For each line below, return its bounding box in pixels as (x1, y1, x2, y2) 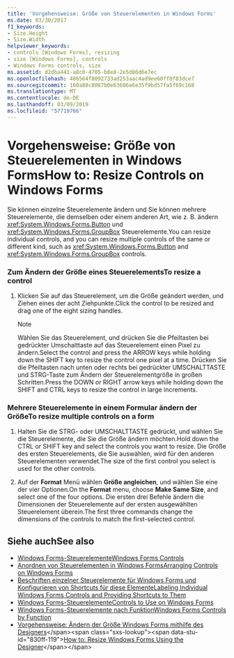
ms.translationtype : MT (7, 88, 77, 95)
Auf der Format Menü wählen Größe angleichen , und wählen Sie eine (17, 478, 218, 486)
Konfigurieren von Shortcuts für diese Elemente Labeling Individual (17, 583, 208, 592)
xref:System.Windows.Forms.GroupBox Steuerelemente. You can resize (7, 227, 211, 236)
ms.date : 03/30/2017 (7, 17, 68, 24)
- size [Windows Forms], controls (7, 56, 108, 63)
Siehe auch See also (7, 535, 95, 547)
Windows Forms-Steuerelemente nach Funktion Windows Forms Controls (17, 606, 226, 614)
